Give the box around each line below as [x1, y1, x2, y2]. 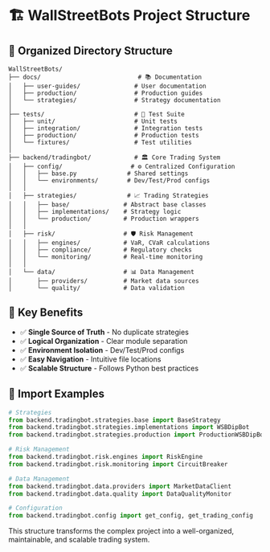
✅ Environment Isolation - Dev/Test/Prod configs [19, 345, 185, 354]
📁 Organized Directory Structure [8, 43, 173, 57]
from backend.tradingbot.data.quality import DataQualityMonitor [8, 489, 231, 498]
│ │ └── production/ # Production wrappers [8, 215, 199, 223]
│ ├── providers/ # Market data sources [8, 277, 199, 285]
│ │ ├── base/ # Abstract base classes [8, 201, 207, 209]
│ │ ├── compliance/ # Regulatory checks [8, 246, 193, 254]
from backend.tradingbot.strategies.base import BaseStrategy [8, 415, 221, 424]
